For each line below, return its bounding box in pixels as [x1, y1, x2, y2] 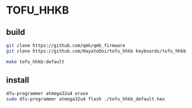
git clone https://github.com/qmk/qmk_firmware [6, 42, 126, 48]
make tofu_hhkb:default [6, 58, 65, 65]
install [6, 75, 30, 86]
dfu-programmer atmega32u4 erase [6, 91, 89, 97]
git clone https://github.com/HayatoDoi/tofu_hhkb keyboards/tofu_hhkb [6, 48, 186, 54]
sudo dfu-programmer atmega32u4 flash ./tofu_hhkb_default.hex [6, 96, 165, 102]
